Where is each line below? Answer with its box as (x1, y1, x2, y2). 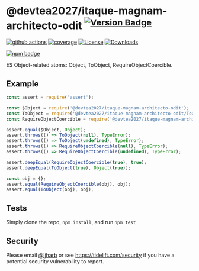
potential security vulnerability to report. (6, 257, 104, 264)
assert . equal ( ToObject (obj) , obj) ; (6, 186, 94, 193)
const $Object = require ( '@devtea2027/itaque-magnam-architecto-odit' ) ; (6, 105, 190, 111)
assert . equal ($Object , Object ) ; (6, 127, 86, 133)
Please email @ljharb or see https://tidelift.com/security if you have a (6, 251, 175, 259)
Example (6, 79, 39, 89)
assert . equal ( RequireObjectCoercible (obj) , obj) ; (6, 181, 131, 187)
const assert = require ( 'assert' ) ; (6, 95, 94, 101)
